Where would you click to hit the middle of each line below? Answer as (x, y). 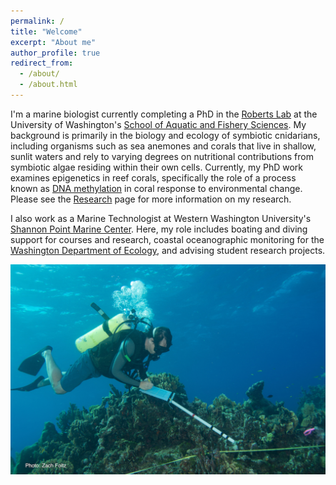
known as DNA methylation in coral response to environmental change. (156, 188)
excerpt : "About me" (53, 42)
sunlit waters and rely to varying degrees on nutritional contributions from (162, 156)
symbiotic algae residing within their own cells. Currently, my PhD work (156, 167)
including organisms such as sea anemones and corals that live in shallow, (163, 146)
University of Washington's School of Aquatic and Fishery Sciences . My (158, 124)
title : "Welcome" (46, 31)
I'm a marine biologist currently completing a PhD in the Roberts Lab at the (164, 114)
